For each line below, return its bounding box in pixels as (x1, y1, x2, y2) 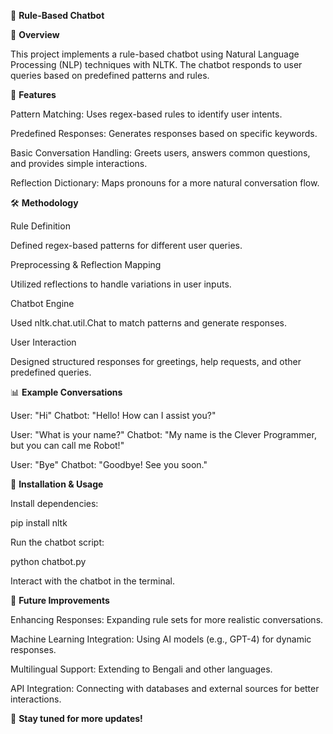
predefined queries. (10, 366, 92, 378)
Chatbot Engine (10, 298, 75, 309)
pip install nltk (10, 517, 68, 529)
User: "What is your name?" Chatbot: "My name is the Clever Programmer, (10, 429, 317, 440)
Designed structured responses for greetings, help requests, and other (10, 356, 302, 367)
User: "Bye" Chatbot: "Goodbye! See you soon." (10, 459, 208, 470)
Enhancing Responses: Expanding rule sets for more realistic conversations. (10, 614, 324, 625)
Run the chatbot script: (10, 536, 105, 548)
